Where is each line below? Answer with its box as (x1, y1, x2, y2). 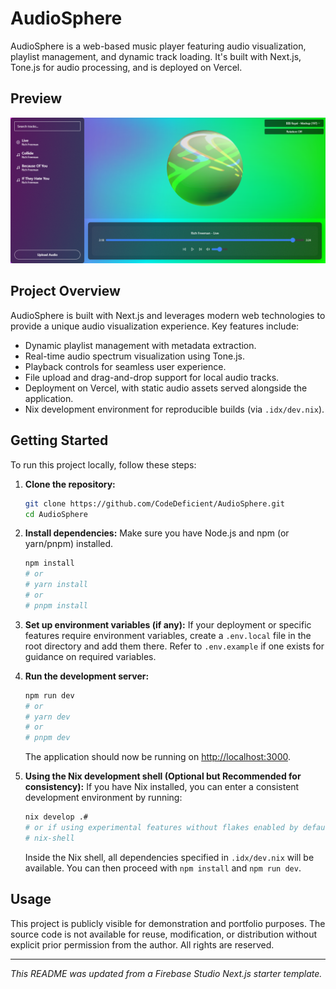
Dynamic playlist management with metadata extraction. (24, 339, 257, 351)
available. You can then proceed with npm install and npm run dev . (24, 862, 302, 874)
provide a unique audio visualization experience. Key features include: (10, 320, 300, 332)
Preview (10, 90, 63, 107)
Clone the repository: (24, 478, 116, 490)
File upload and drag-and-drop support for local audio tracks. (24, 371, 280, 383)
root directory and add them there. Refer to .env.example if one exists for (24, 640, 325, 652)
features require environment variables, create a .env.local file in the (24, 629, 312, 641)
